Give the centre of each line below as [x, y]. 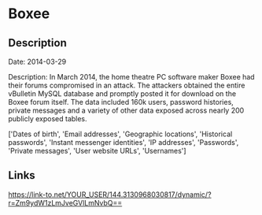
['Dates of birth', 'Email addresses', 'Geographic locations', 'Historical [120, 134]
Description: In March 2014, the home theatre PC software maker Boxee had [131, 77]
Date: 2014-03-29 [37, 61]
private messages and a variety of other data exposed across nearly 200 [126, 110]
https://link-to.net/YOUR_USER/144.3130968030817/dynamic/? [110, 195]
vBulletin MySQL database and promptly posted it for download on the [122, 94]
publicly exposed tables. [48, 119]
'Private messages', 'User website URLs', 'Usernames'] [97, 151]
